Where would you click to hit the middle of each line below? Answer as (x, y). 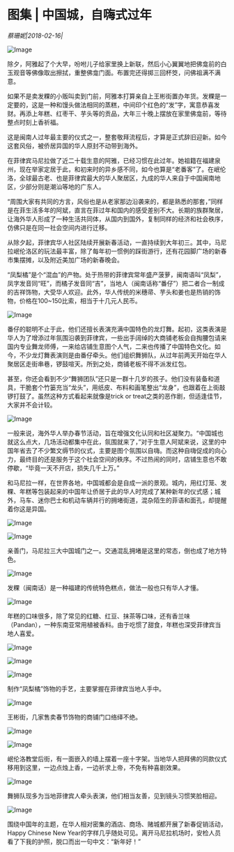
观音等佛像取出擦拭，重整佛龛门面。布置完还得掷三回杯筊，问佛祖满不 (114, 72)
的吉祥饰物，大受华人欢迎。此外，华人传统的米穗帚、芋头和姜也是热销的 (111, 292)
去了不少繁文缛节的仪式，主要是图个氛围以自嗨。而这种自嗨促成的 (120, 450)
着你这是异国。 (29, 509)
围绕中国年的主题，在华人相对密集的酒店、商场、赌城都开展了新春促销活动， (117, 824)
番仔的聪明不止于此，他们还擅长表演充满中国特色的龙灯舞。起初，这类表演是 (117, 329)
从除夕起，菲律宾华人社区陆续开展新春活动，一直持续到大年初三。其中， (111, 242)
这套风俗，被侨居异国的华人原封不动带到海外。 (74, 146)
